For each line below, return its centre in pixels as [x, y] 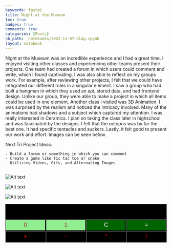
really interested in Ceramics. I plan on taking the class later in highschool [83, 118]
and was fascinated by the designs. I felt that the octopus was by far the [81, 123]
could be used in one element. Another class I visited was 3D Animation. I [83, 102]
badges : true [19, 24]
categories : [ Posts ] [27, 34]
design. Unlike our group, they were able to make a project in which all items [86, 96]
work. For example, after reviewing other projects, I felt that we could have [84, 80]
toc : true [16, 20]
